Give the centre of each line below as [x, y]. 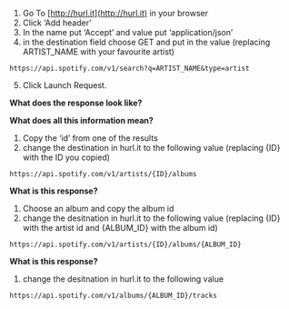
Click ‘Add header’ [57, 23]
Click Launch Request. [65, 85]
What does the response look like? [76, 103]
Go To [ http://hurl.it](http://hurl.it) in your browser [115, 13]
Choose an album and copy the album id [98, 209]
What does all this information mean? [82, 120]
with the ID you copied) [66, 157]
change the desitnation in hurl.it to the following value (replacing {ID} [151, 218]
